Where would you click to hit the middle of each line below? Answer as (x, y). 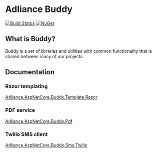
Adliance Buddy (39, 9)
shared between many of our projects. (44, 56)
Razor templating (26, 86)
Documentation (30, 72)
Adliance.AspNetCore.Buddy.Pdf (39, 121)
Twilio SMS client (26, 134)
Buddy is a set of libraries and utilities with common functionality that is (79, 51)
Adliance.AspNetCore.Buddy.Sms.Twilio (46, 145)
